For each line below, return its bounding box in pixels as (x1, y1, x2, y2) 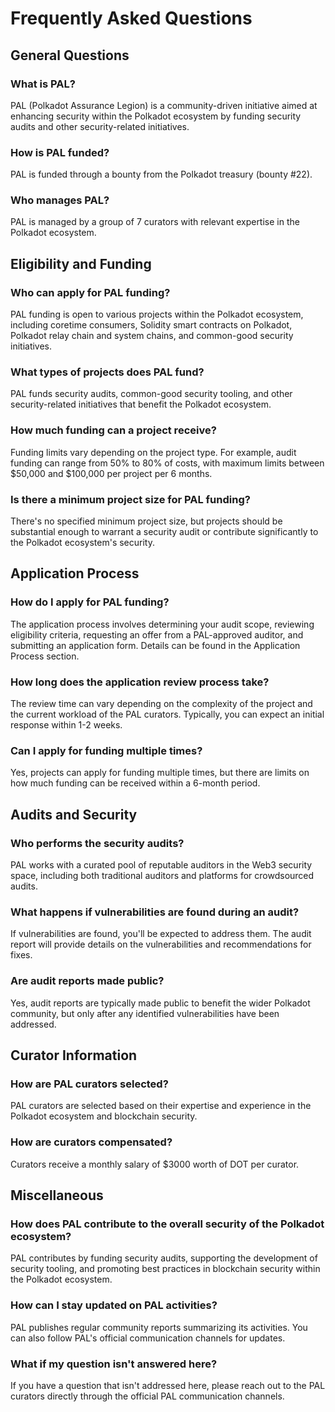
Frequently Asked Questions (10, 7, 253, 30)
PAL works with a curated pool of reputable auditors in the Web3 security (10, 859, 313, 871)
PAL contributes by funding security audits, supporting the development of (10, 1252, 318, 1264)
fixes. (10, 949, 33, 961)
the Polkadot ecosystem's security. (10, 537, 155, 549)
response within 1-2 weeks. (10, 719, 123, 731)
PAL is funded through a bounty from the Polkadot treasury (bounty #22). (10, 168, 313, 181)
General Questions (10, 47, 130, 64)
